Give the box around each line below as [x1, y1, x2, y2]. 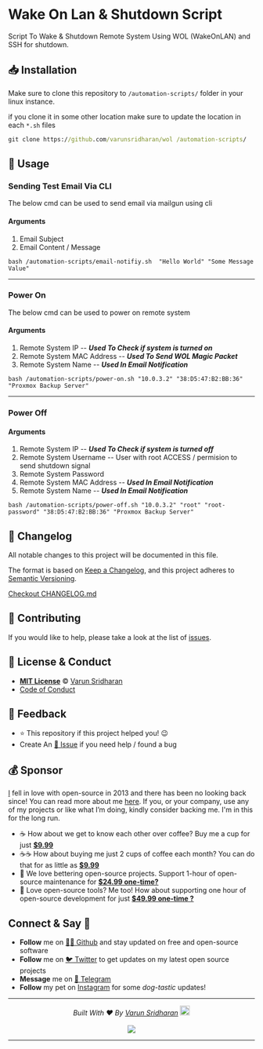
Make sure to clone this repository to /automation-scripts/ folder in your [8, 88, 243, 97]
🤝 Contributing [8, 612, 81, 625]
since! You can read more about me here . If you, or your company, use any [8, 797, 249, 806]
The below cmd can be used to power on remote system [8, 308, 190, 317]
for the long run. [8, 813, 60, 823]
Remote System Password [19, 470, 104, 479]
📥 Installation [8, 64, 77, 77]
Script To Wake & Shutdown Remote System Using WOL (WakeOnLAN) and [8, 31, 250, 41]
